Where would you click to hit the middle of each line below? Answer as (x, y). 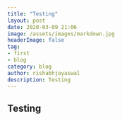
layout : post (26, 21)
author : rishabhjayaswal (44, 73)
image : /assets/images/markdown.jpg (61, 34)
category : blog (30, 67)
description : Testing (39, 80)
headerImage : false (36, 40)
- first (19, 54)
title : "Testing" (33, 14)
